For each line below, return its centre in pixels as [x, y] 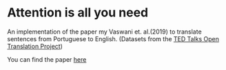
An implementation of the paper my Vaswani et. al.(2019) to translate [104, 32]
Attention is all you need [78, 13]
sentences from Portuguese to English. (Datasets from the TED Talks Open [113, 38]
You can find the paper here [47, 59]
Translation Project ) [35, 46]
